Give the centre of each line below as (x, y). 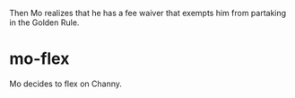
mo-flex (39, 59)
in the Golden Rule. (44, 22)
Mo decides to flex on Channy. (66, 84)
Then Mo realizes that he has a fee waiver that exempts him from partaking (148, 13)
